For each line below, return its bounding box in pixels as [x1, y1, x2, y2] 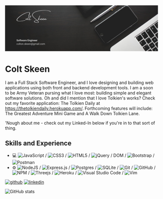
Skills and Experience [5, 139, 72, 148]
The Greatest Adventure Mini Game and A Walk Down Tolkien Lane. [5, 111, 140, 116]
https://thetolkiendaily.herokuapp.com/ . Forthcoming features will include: [5, 105, 153, 112]
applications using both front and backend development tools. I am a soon [5, 85, 154, 91]
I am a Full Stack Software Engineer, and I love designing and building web [5, 80, 154, 85]
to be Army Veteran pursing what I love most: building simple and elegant [5, 90, 151, 96]
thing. [5, 125, 17, 131]
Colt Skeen [5, 64, 50, 75]
